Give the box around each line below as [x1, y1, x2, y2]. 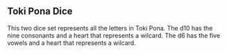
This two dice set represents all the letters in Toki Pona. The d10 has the [7, 24, 213, 32]
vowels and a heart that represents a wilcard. [7, 38, 137, 47]
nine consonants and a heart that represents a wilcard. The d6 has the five [7, 31, 221, 39]
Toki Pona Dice [7, 6, 73, 17]
